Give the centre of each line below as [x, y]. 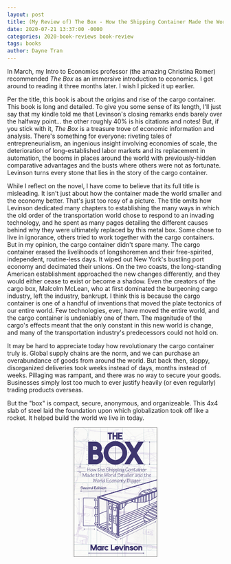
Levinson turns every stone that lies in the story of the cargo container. [108, 173]
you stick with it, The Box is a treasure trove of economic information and [111, 129]
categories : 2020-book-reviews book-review [70, 37]
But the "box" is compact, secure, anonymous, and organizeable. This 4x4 [113, 403]
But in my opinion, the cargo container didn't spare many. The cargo [104, 244]
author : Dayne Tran [35, 51]
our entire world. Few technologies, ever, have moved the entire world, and [113, 311]
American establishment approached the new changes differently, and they [114, 274]
